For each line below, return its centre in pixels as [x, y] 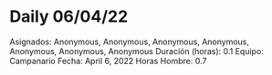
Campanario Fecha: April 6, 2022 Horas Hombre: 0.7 [108, 61]
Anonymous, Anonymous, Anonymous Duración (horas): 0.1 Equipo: [137, 51]
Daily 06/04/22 [69, 17]
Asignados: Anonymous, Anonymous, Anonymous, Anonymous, [129, 42]
